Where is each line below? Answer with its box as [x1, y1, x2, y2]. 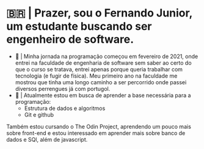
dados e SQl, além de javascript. [6, 136, 88, 143]
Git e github [24, 111, 54, 118]
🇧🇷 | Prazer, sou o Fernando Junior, [6, 6, 192, 20]
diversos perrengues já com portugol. [15, 85, 111, 92]
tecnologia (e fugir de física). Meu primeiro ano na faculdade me [15, 72, 178, 79]
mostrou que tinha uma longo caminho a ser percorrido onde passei [15, 78, 187, 85]
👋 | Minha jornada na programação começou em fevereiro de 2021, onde [15, 53, 199, 60]
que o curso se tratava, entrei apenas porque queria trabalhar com [15, 65, 183, 73]
